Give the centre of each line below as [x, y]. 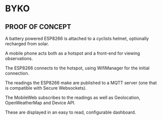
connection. [17, 73]
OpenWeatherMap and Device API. [40, 103]
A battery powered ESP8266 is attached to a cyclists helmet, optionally [77, 38]
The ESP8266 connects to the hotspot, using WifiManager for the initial [77, 68]
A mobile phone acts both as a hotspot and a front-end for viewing [73, 53]
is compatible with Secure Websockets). [46, 88]
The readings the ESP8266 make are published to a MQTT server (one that [81, 83]
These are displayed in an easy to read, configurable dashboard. [71, 112]
